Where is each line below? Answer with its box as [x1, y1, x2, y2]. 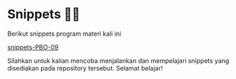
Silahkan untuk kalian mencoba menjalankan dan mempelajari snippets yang [7, 56, 230, 65]
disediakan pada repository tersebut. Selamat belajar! [7, 64, 163, 72]
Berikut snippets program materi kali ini [7, 29, 122, 38]
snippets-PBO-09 [7, 43, 59, 51]
